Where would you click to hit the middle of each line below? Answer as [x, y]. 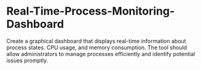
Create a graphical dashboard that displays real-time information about [96, 41]
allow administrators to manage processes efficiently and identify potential [101, 54]
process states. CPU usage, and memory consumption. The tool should [97, 47]
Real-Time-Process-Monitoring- [91, 11]
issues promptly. [27, 60]
